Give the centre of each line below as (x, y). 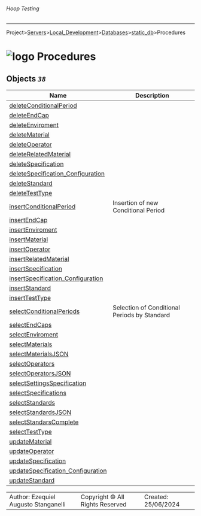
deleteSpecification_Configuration (57, 174)
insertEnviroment (33, 230)
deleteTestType (31, 193)
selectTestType (31, 432)
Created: (156, 497)
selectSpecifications (38, 393)
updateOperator (32, 451)
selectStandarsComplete (44, 422)
